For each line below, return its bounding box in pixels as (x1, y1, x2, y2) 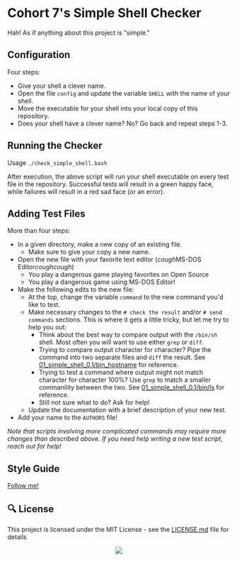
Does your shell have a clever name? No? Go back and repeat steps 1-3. (17, 119, 228, 127)
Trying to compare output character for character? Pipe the (38, 346, 212, 354)
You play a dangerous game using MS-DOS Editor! (28, 278, 175, 286)
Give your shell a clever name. (17, 81, 106, 90)
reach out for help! (7, 442, 62, 450)
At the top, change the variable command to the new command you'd (28, 293, 224, 302)
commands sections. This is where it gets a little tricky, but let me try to (28, 315, 229, 324)
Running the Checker (7, 140, 103, 152)
